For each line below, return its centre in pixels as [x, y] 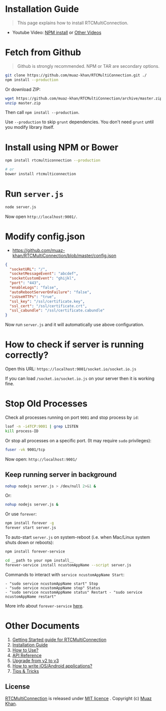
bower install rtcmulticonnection [41, 174]
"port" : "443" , [25, 283]
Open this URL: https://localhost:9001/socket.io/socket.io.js [71, 369]
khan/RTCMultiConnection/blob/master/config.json [64, 255]
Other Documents [42, 626]
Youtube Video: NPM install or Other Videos [57, 32]
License [18, 686]
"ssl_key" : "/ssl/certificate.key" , [47, 301]
